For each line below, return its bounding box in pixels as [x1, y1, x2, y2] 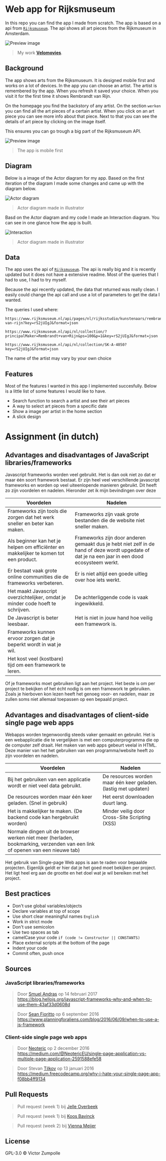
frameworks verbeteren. [7, 580, 64, 587]
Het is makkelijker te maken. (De [7, 808, 83, 815]
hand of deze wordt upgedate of [75, 547, 150, 554]
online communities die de [7, 573, 69, 580]
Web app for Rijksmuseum [5, 3, 116, 15]
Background [5, 64, 43, 72]
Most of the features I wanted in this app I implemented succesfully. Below [5, 383, 157, 389]
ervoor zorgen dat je [7, 635, 55, 642]
